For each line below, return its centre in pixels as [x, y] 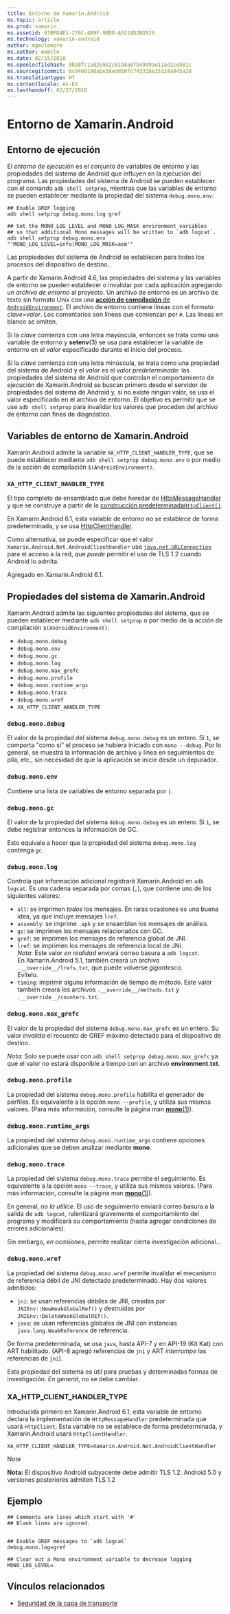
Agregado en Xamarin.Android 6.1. [55, 575]
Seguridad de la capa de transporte [67, 1603]
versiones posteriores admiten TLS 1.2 [61, 1480]
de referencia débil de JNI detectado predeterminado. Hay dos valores [107, 1280]
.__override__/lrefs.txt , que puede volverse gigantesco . [100, 967]
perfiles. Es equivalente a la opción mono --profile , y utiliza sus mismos [109, 1102]
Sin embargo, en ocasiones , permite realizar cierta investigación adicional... [114, 1242]
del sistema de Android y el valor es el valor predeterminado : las [99, 370]
